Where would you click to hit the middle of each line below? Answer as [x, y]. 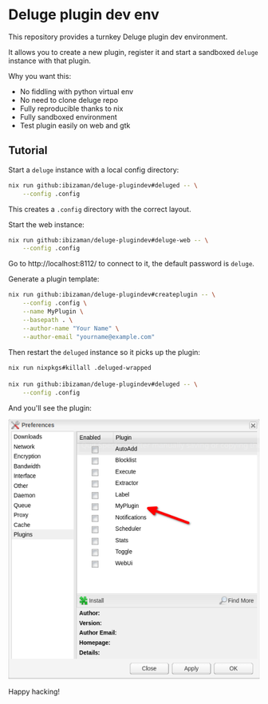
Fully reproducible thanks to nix [71, 108]
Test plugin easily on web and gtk [75, 125]
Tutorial [28, 150]
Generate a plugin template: [54, 279]
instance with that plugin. [50, 61]
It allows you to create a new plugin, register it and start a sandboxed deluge [133, 52]
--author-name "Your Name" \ [71, 328]
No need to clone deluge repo [69, 100]
